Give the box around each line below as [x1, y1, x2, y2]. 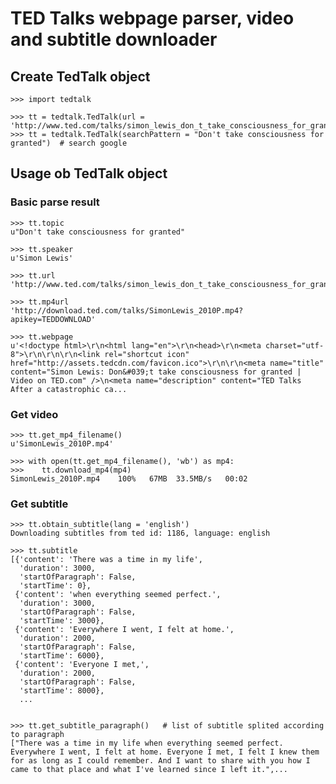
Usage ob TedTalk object [10, 165, 168, 182]
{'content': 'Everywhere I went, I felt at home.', [14, 625, 235, 635]
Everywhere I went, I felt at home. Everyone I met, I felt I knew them [10, 747, 320, 757]
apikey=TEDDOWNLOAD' [10, 314, 97, 324]
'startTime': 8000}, [19, 686, 105, 696]
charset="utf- [265, 340, 325, 351]
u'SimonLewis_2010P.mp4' [10, 438, 114, 449]
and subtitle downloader [10, 28, 218, 51]
